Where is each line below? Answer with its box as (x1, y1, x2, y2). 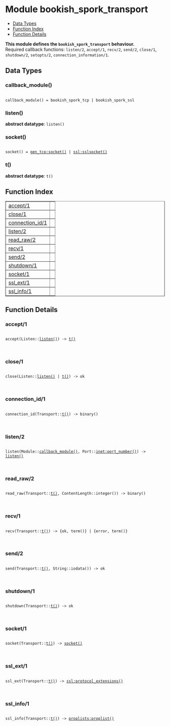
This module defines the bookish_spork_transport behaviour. (5, 41, 135, 47)
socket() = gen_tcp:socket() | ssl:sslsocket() (5, 150, 108, 155)
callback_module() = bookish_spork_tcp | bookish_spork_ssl (5, 97, 135, 102)
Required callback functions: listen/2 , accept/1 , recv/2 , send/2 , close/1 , (5, 46, 157, 52)
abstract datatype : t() (5, 172, 54, 179)
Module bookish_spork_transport (5, 4, 148, 15)
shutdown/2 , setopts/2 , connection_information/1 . (5, 52, 109, 58)
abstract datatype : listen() (5, 121, 65, 127)
